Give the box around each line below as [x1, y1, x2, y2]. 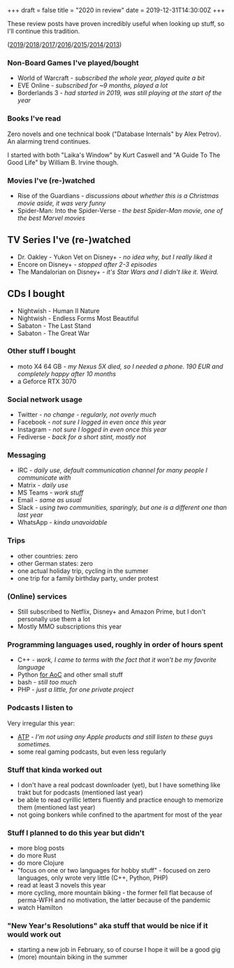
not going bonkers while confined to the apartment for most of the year [17, 810, 223, 819]
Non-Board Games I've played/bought [7, 57, 140, 67]
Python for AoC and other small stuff [17, 670, 124, 679]
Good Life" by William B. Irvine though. [7, 158, 119, 167]
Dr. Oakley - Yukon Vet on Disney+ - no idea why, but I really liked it [17, 252, 213, 261]
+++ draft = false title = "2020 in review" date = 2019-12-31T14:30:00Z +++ [7, 6, 226, 14]
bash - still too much [17, 678, 77, 686]
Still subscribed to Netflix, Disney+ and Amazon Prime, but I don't [17, 607, 206, 616]
